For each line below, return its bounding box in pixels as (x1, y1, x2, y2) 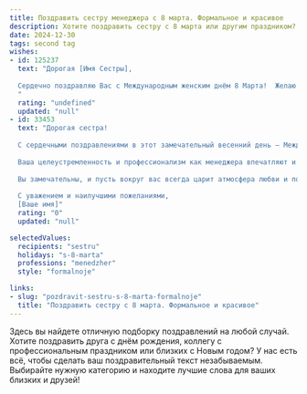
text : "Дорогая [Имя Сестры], (17, 65, 132, 74)
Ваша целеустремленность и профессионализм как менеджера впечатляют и (17, 157, 297, 167)
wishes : (9, 47, 39, 57)
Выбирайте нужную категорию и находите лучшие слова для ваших (9, 364, 276, 375)
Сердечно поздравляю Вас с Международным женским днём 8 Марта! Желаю (17, 81, 297, 90)
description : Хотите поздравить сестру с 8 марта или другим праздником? (9, 22, 297, 31)
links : (9, 284, 35, 293)
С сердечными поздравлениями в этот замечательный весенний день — (17, 140, 281, 150)
